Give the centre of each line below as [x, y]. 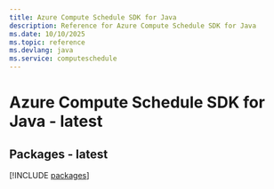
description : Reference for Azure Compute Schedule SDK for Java [133, 26]
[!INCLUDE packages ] [49, 175]
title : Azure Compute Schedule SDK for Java [93, 17]
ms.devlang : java [41, 51]
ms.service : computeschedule [63, 59]
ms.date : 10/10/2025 [48, 34]
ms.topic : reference [48, 42]
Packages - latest [59, 154]
